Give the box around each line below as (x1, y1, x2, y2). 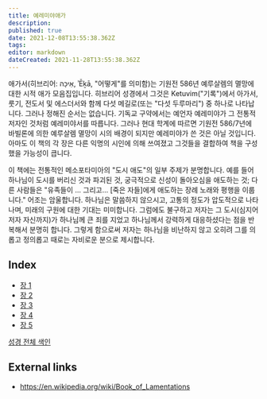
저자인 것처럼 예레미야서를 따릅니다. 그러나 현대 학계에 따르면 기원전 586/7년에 (8, 118, 253, 128)
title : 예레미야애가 (8, 11, 66, 20)
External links (8, 361, 78, 374)
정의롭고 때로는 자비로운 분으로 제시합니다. (22, 234, 155, 244)
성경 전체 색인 (8, 337, 52, 347)
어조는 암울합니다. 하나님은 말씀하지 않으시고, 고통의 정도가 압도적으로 (27, 195, 245, 204)
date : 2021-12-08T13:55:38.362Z (8, 33, 115, 42)
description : (8, 19, 52, 27)
